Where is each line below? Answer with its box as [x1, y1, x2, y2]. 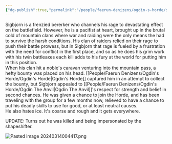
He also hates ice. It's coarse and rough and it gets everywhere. [5, 108, 140, 114]
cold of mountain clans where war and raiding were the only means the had [5, 32, 165, 38]
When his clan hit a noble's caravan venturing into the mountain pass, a [5, 65, 156, 71]
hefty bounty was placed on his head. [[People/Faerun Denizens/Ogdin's [5, 70, 159, 76]
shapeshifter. [5, 123, 33, 129]
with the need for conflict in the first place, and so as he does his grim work [5, 48, 165, 54]
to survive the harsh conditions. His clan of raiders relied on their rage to [5, 38, 158, 44]
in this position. [5, 59, 37, 65]
